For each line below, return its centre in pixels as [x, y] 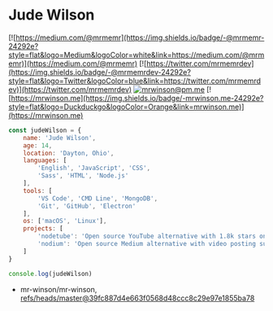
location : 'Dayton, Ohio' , [69, 153]
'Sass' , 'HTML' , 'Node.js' [83, 176]
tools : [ [38, 191]
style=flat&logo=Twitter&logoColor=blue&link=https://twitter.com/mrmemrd [135, 81]
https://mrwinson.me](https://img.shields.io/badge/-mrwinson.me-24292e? [137, 98]
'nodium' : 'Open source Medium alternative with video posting [147, 244]
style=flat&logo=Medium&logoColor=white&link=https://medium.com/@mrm [136, 55]
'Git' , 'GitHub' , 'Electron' [87, 206]
